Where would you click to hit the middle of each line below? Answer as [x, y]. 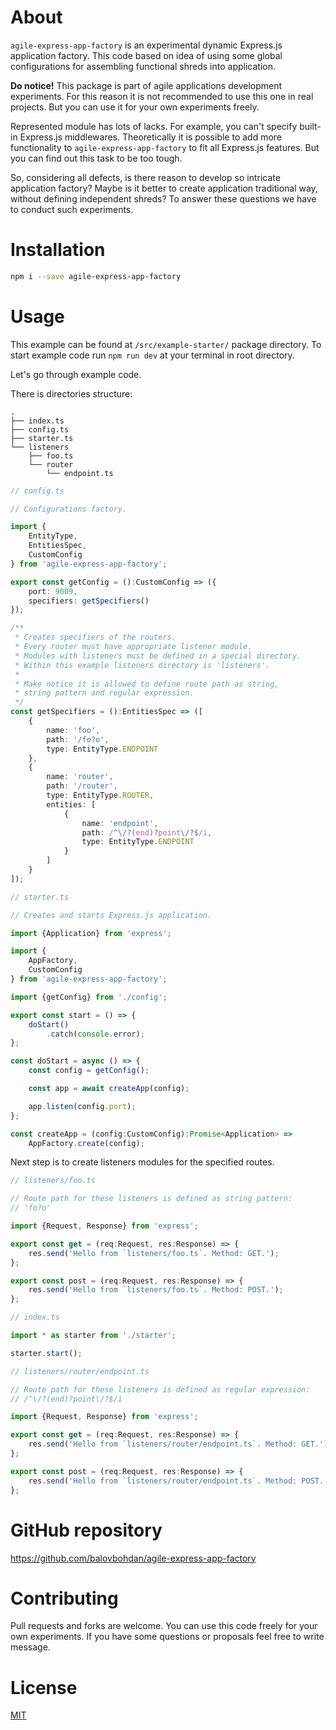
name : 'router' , [80, 777]
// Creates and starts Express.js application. [111, 915]
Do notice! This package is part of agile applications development [146, 85]
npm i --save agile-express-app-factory [96, 276]
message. [30, 1647]
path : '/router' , [82, 786]
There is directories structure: [71, 393]
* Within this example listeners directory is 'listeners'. [142, 665]
